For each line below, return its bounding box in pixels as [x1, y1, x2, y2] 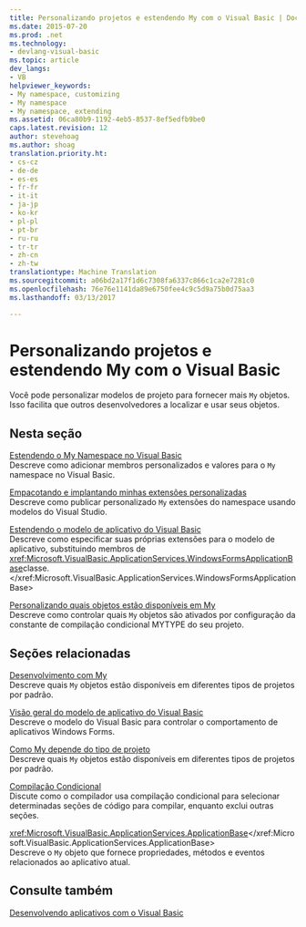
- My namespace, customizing [9, 89, 120, 98]
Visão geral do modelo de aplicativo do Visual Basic [9, 707, 204, 718]
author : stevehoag [9, 132, 79, 141]
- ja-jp [9, 200, 39, 210]
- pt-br [9, 225, 39, 234]
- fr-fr [9, 183, 39, 192]
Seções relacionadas [9, 645, 131, 661]
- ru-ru [9, 233, 39, 242]
